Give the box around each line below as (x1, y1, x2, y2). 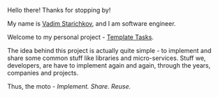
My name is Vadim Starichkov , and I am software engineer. (7, 20, 176, 27)
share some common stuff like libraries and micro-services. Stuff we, (7, 54, 206, 62)
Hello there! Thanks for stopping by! (7, 6, 111, 14)
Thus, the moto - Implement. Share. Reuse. (7, 82, 131, 90)
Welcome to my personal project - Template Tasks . (7, 33, 154, 41)
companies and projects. (7, 69, 79, 77)
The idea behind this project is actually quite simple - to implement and (7, 47, 212, 54)
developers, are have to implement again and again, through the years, (7, 61, 211, 69)
